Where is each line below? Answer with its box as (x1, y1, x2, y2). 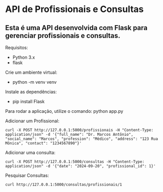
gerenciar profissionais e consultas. (5, 31, 120, 40)
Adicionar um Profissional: (5, 118, 60, 124)
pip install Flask (12, 99, 45, 104)
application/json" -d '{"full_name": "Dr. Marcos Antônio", (5, 132, 134, 137)
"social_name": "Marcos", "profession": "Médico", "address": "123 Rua (5, 136, 158, 141)
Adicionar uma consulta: (5, 149, 56, 155)
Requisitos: (5, 45, 29, 51)
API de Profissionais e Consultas (5, 4, 144, 15)
